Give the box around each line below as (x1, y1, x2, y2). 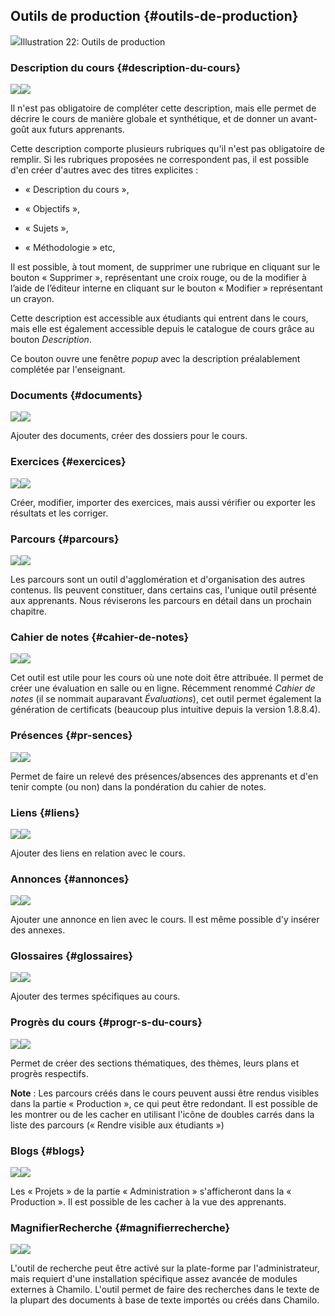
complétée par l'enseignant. (10, 364, 126, 376)
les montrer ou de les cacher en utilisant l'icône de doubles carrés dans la (10, 1108, 315, 1120)
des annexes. (10, 924, 66, 936)
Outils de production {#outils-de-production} (10, 8, 299, 25)
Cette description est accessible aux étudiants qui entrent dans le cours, (10, 312, 309, 324)
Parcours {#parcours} (10, 532, 120, 546)
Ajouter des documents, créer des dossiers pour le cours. (10, 430, 248, 442)
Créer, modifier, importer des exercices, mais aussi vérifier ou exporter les (10, 496, 316, 508)
